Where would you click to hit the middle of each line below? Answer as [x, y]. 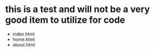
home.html [24, 39]
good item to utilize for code [65, 20]
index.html [23, 34]
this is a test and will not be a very [77, 9]
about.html [24, 44]
